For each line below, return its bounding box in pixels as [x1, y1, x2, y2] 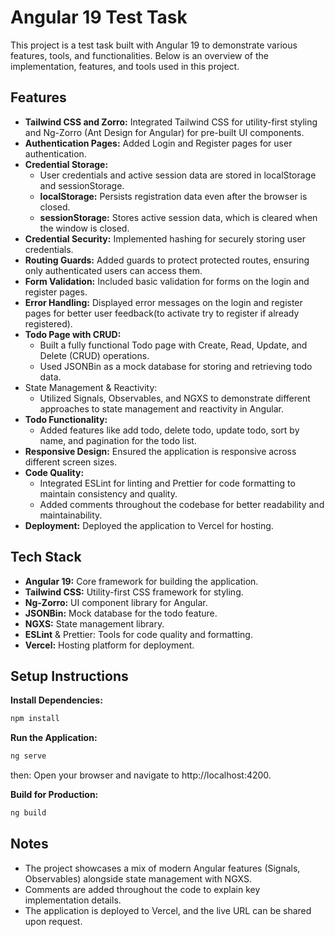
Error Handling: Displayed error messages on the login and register [24, 296, 303, 308]
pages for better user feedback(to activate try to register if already [24, 307, 300, 319]
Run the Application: [10, 732, 98, 744]
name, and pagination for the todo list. [39, 434, 197, 446]
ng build [10, 808, 47, 818]
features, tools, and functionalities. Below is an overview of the [10, 49, 269, 61]
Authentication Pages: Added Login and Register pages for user [24, 137, 293, 149]
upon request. [24, 915, 83, 927]
